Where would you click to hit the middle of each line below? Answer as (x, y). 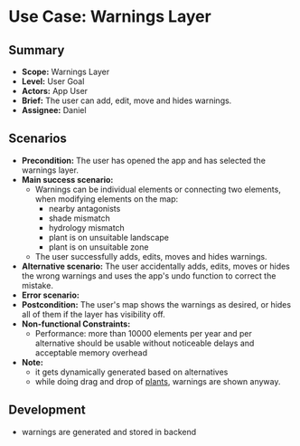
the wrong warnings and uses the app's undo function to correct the (149, 275)
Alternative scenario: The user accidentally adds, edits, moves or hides (155, 266)
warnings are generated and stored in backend (109, 432)
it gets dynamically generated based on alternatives (131, 372)
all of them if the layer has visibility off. (93, 314)
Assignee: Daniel (54, 110)
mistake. (37, 285)
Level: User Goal (53, 81)
